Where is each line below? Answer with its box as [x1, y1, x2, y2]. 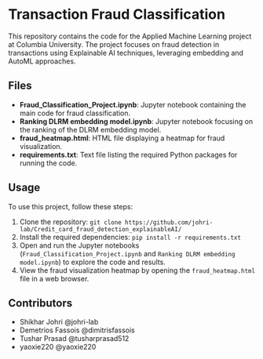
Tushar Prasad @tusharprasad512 [19, 334, 130, 343]
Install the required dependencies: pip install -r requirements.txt [19, 232, 242, 241]
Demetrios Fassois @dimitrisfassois [19, 325, 135, 335]
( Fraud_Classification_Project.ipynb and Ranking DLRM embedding [19, 248, 236, 258]
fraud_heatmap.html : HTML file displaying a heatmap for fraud [19, 133, 225, 143]
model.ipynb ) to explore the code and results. [19, 257, 166, 267]
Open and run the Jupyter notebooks [19, 241, 140, 250]
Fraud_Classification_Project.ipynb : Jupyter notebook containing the [19, 100, 247, 109]
